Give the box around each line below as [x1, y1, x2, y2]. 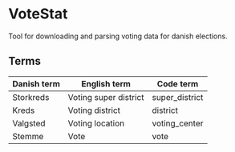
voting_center [152, 118, 204, 129]
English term [81, 78, 131, 89]
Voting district [67, 105, 121, 116]
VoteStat [8, 5, 68, 23]
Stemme [12, 130, 44, 142]
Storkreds [12, 91, 50, 102]
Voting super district [67, 91, 144, 102]
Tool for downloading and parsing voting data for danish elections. [8, 31, 228, 41]
